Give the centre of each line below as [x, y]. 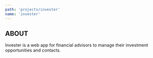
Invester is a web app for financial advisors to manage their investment [76, 45]
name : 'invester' [23, 14]
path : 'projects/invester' [33, 9]
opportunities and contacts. [33, 50]
